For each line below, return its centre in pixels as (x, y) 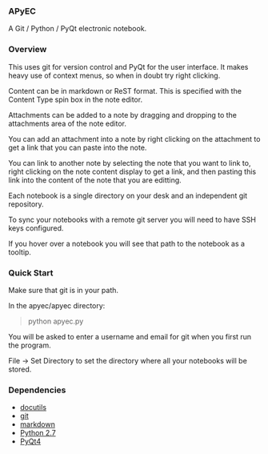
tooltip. (20, 252)
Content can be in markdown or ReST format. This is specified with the (125, 90)
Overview (28, 50)
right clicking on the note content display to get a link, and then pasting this (132, 171)
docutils (33, 408)
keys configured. (36, 228)
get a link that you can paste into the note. (78, 147)
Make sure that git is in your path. (63, 290)
